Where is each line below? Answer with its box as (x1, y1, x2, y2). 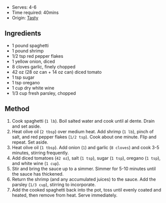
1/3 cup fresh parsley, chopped (11, 90, 76, 96)
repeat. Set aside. (11, 139, 48, 145)
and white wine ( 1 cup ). (11, 160, 60, 166)
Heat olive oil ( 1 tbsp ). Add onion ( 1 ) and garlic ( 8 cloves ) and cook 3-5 (11, 144, 160, 150)
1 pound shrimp (11, 47, 44, 54)
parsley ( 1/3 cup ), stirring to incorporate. (11, 182, 96, 188)
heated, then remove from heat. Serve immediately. (11, 192, 118, 198)
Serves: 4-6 (11, 4, 37, 10)
